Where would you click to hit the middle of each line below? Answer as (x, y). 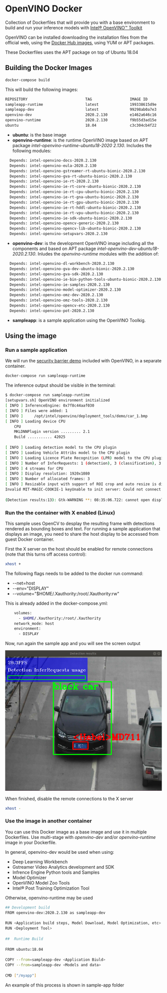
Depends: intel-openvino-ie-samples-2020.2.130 (60, 285)
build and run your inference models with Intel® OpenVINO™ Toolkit (74, 27)
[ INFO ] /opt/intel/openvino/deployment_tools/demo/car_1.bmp (77, 416)
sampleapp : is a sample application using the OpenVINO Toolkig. (79, 320)
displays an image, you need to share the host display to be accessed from (82, 534)
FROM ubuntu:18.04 (24, 949)
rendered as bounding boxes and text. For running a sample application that (83, 529)
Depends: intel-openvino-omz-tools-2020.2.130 (59, 300)
